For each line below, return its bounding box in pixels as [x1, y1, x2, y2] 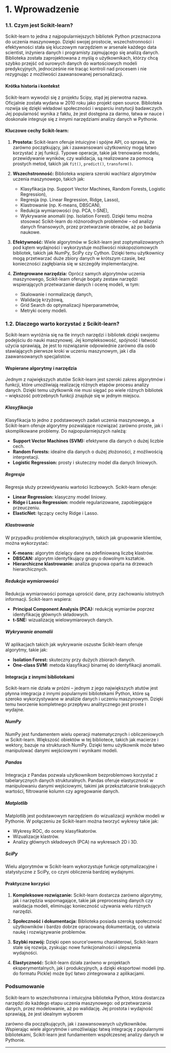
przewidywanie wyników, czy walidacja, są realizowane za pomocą [12, 155, 154, 161]
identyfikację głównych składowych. [12, 612, 89, 618]
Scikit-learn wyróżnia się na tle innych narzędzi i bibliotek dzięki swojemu [5, 332, 159, 338]
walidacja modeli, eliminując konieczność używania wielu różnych [12, 903, 151, 909]
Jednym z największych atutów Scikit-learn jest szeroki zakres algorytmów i [5, 376, 165, 383]
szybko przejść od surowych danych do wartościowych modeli [5, 60, 137, 67]
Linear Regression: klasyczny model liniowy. [12, 494, 107, 500]
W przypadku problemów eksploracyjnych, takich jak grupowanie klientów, [5, 535, 162, 541]
